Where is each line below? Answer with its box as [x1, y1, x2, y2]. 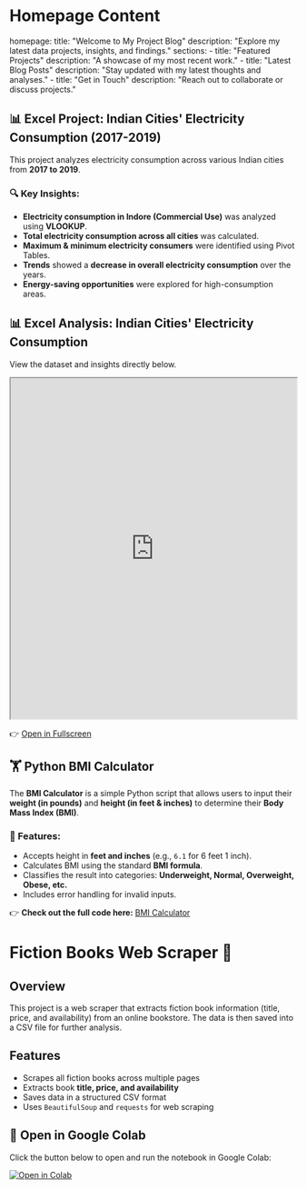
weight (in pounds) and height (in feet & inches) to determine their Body [9, 797, 284, 808]
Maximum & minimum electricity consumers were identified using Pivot [22, 240, 295, 251]
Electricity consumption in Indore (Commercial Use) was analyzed [22, 211, 277, 223]
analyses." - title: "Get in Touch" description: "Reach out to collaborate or [9, 74, 283, 85]
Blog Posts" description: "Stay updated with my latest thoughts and [9, 65, 262, 75]
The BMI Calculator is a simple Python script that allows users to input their [9, 787, 292, 798]
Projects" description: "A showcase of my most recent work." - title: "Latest [9, 55, 292, 65]
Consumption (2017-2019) [9, 130, 162, 145]
